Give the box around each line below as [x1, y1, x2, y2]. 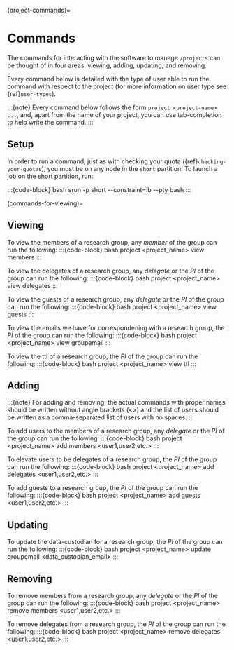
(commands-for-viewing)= [7, 199, 84, 208]
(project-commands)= [7, 6, 71, 14]
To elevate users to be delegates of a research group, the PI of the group [7, 455, 217, 463]
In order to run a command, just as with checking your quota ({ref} [7, 157, 198, 165]
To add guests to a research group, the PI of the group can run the [7, 484, 198, 492]
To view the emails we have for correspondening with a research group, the [7, 323, 225, 332]
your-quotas [7, 165, 42, 172]
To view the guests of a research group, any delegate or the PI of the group [7, 294, 225, 304]
